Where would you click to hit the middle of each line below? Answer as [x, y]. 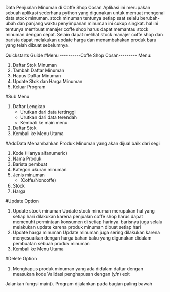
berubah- [150, 18]
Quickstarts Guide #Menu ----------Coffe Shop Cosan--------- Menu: [78, 55]
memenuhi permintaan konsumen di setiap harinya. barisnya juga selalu [88, 222]
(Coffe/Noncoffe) [38, 180]
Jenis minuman [28, 175]
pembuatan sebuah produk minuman [51, 243]
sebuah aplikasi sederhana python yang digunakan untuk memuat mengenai [85, 13]
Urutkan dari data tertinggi [48, 112]
